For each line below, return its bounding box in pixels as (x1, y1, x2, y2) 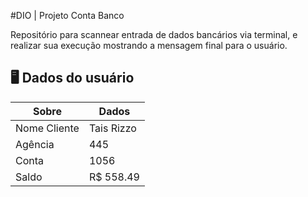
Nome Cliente (15, 121, 80, 135)
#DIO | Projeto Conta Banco (10, 10, 125, 21)
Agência (15, 137, 55, 151)
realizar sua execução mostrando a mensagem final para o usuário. (10, 40, 288, 51)
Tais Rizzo (88, 121, 137, 135)
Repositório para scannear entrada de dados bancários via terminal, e (10, 29, 298, 40)
